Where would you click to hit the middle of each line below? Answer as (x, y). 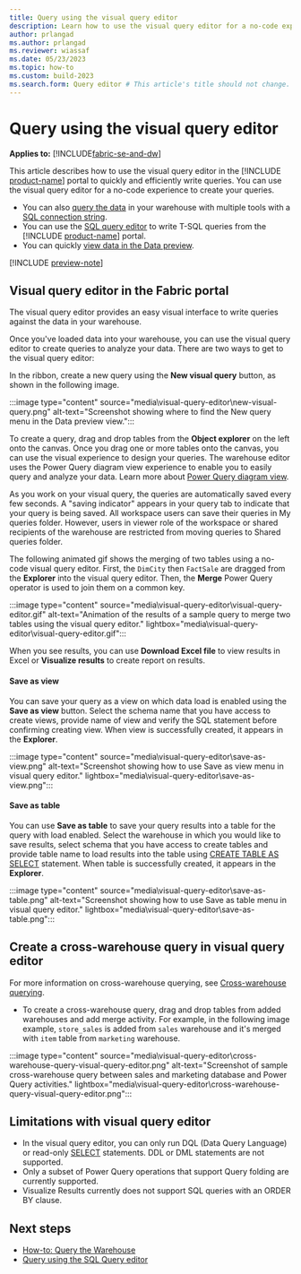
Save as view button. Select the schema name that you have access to (140, 710)
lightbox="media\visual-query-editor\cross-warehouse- (177, 1084)
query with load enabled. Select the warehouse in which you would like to (145, 835)
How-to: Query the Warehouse (79, 1250)
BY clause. (42, 1201)
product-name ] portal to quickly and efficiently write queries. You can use (146, 180)
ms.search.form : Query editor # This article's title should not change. (150, 84)
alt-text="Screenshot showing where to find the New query (162, 412)
